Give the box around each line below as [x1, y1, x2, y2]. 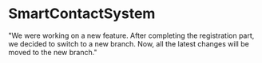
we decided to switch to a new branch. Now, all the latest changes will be [8, 39, 249, 48]
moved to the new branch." [8, 47, 97, 57]
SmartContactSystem [8, 5, 156, 23]
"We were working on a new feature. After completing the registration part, [8, 31, 255, 40]
